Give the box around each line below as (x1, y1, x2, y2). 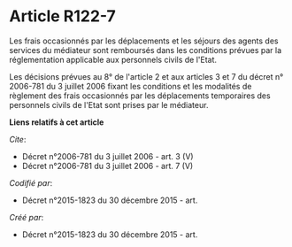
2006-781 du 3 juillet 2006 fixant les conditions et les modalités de (9, 81, 252, 91)
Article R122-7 (9, 6, 117, 27)
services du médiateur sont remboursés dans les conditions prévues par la (9, 44, 282, 55)
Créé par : (9, 212, 44, 222)
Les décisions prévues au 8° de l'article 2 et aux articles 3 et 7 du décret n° (9, 71, 284, 81)
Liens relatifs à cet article (9, 117, 104, 127)
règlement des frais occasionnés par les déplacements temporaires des (9, 90, 272, 101)
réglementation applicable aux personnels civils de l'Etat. (9, 54, 218, 65)
